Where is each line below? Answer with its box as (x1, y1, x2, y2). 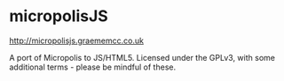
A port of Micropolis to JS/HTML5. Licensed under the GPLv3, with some (9, 52, 275, 63)
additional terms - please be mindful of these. (9, 62, 176, 72)
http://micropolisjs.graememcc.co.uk (9, 35, 145, 46)
